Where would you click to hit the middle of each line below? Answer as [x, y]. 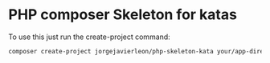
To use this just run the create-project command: [89, 37]
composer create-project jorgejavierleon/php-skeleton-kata [111, 51]
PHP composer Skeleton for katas [123, 15]
